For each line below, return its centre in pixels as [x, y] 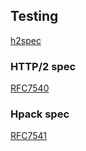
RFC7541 [29, 136]
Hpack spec [40, 114]
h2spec [26, 40]
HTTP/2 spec [43, 66]
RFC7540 [30, 88]
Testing [34, 16]
